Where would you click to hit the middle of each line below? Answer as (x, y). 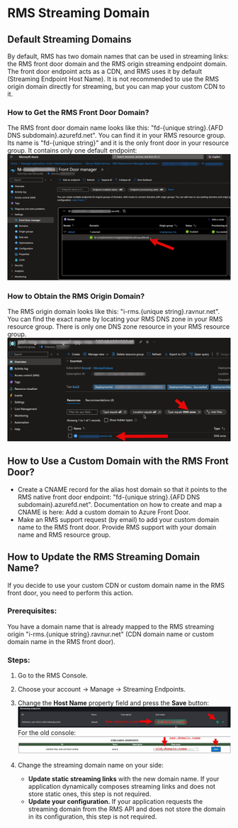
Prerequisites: (32, 611)
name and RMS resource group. (64, 535)
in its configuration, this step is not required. (92, 816)
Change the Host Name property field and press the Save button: (113, 703)
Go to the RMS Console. (53, 675)
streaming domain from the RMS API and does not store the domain (126, 809)
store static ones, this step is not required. (90, 794)
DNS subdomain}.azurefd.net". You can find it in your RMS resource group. (117, 136)
